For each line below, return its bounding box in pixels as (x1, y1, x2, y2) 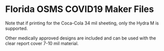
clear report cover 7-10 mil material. (5, 40, 79, 46)
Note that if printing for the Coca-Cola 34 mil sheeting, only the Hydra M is (5, 20, 159, 26)
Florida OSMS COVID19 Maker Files (5, 3, 154, 15)
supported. (5, 25, 28, 31)
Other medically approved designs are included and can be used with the (5, 35, 156, 41)
